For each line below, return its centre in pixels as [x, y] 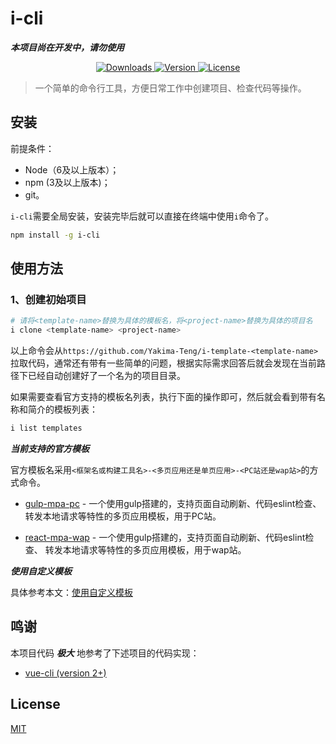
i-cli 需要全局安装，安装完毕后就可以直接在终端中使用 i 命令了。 [142, 216]
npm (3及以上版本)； [67, 182]
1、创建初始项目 [48, 299]
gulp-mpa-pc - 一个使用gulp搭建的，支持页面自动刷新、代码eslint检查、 [173, 503]
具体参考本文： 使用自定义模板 [71, 592]
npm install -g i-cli [55, 235]
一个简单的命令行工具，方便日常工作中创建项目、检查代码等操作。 [170, 88]
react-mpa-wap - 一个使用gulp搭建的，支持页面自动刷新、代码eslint [165, 537]
